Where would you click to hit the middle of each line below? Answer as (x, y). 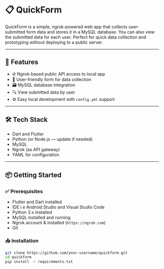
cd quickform (18, 257)
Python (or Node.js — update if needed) (52, 139)
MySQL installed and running (41, 217)
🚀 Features (22, 62)
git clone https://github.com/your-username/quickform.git (66, 253)
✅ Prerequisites (24, 191)
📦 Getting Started (33, 175)
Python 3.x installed (32, 212)
